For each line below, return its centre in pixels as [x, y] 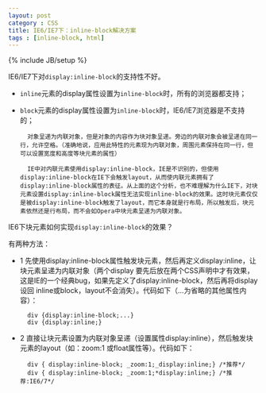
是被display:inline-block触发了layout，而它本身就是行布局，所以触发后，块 [134, 203]
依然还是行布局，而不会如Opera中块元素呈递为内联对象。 [106, 211]
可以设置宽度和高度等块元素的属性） [70, 154]
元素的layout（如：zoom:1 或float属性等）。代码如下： [107, 348]
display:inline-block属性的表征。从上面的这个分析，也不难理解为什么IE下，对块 [139, 186]
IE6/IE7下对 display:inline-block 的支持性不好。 [87, 77]
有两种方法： [29, 244]
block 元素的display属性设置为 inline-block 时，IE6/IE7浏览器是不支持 [132, 110]
